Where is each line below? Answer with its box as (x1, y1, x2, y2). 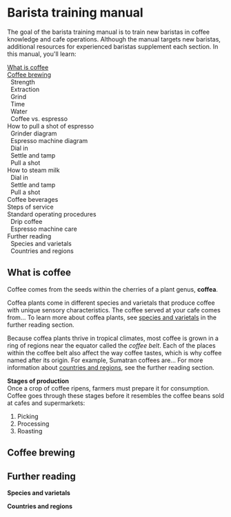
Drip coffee (10, 217, 43, 225)
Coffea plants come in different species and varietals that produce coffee (7, 299, 215, 307)
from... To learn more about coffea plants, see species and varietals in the (7, 313, 217, 321)
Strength (10, 77, 36, 86)
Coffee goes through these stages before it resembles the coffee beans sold (7, 391, 225, 399)
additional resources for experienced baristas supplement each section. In (7, 42, 219, 50)
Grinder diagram (10, 129, 57, 138)
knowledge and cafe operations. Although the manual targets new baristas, (7, 35, 221, 43)
